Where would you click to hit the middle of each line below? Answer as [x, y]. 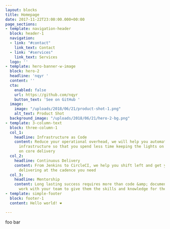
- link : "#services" [31, 52]
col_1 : [17, 132]
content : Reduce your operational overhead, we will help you [81, 142]
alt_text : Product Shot [39, 114]
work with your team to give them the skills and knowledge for [88, 189]
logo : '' [19, 62]
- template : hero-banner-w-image [40, 66]
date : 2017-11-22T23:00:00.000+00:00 [45, 19]
